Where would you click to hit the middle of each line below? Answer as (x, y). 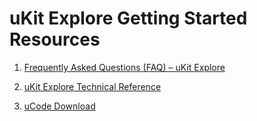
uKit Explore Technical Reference (92, 86)
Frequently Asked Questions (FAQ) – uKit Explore (124, 67)
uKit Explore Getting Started (128, 18)
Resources (55, 39)
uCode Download (59, 106)
